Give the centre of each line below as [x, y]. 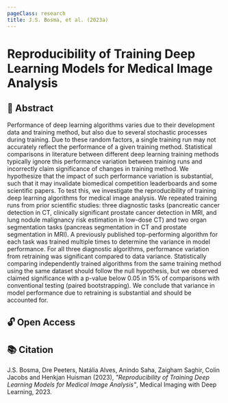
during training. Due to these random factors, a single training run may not [112, 139]
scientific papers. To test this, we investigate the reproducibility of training [112, 190]
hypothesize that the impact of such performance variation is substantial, [110, 176]
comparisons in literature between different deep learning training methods [113, 154]
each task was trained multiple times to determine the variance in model [109, 242]
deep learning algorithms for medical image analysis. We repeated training [112, 198]
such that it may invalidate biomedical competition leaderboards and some [112, 183]
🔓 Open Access [41, 322]
